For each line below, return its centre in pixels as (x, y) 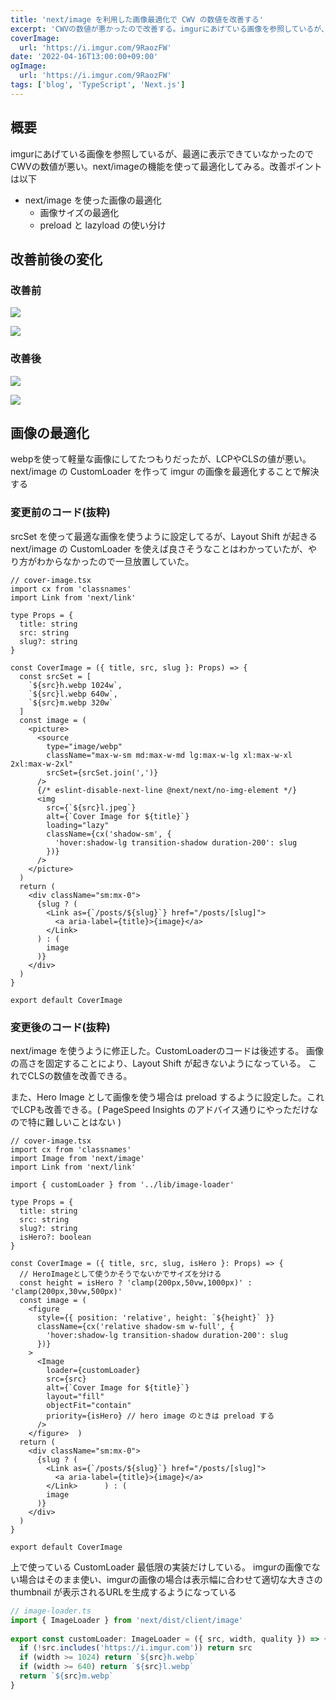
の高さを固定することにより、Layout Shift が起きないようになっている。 (158, 1063)
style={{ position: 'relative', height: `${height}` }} (155, 1317)
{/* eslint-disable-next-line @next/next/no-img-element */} (167, 790)
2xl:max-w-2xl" (42, 764)
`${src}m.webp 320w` (71, 702)
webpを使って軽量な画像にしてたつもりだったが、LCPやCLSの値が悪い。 (161, 459)
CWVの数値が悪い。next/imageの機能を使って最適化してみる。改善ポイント (166, 166)
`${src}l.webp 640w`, (73, 694)
